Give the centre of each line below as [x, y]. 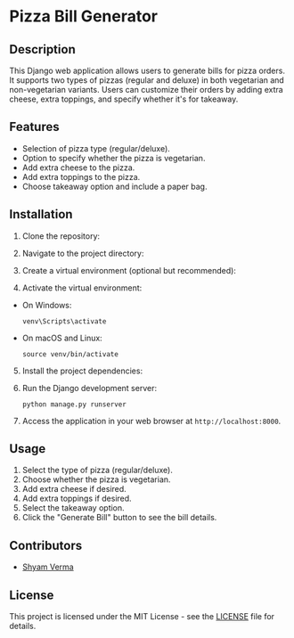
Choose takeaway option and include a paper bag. [114, 186]
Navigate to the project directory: [83, 253]
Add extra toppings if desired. [77, 499]
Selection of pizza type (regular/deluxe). [96, 148]
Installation [41, 214]
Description [42, 49]
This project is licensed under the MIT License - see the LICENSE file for [142, 617]
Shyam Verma [48, 567]
